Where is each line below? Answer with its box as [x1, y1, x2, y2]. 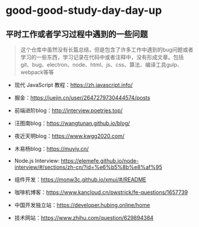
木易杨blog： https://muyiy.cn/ [14, 145, 89, 152]
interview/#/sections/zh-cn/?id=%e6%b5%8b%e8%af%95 [14, 163, 163, 171]
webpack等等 [20, 68, 54, 76]
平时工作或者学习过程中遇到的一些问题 [5, 29, 148, 39]
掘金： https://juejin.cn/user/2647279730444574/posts [14, 94, 151, 101]
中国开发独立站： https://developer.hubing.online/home [14, 202, 150, 208]
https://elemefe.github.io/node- [60, 157, 139, 164]
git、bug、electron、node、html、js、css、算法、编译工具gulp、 [20, 61, 183, 68]
